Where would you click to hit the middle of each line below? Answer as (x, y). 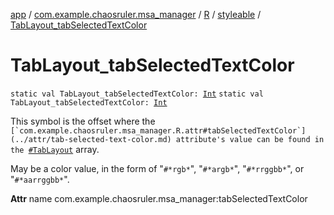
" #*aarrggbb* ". (40, 179)
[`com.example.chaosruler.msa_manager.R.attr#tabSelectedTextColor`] (158, 130)
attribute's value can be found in (250, 139)
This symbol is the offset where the (83, 121)
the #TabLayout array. (55, 149)
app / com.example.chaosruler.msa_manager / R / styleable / (136, 14)
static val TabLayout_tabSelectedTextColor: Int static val (137, 94)
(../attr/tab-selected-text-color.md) (91, 139)
